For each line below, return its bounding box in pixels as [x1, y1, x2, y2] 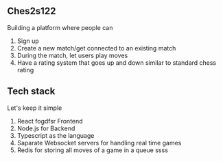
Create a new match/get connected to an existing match [16, 44, 176, 52]
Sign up [16, 37, 39, 45]
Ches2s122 [7, 5, 56, 17]
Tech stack [7, 85, 56, 98]
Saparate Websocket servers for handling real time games [16, 138, 182, 147]
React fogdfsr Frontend [16, 117, 84, 125]
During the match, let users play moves [16, 51, 128, 59]
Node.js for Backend [16, 124, 75, 132]
